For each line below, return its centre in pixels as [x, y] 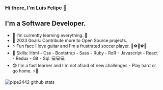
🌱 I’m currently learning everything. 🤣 [50, 35]
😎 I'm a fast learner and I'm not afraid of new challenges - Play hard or [84, 65]
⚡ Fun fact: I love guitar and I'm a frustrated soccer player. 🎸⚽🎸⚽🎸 [80, 46]
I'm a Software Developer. [45, 24]
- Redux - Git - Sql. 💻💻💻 [39, 58]
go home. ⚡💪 [25, 71]
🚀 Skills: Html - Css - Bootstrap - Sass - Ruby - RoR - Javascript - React [85, 53]
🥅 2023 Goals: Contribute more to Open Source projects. [70, 40]
